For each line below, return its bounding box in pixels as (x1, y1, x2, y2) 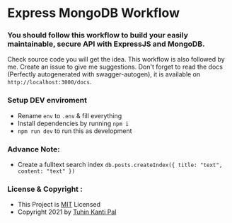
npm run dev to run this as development (17, 126, 132, 135)
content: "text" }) (17, 168, 76, 175)
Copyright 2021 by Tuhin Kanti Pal (17, 207, 117, 217)
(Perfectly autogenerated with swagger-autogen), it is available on (7, 70, 201, 79)
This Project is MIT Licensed (17, 200, 101, 209)
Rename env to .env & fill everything (17, 111, 122, 120)
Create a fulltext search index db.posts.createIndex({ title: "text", (17, 161, 223, 169)
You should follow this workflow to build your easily (7, 30, 189, 40)
